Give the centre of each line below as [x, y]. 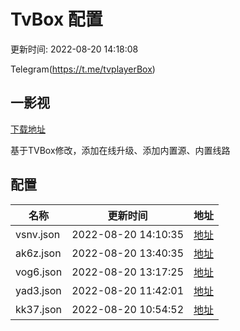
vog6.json [39, 272]
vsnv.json [38, 234]
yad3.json [38, 290]
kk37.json [38, 309]
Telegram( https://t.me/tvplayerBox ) [83, 69]
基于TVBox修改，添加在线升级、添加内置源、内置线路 [120, 150]
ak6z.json [38, 253]
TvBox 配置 [56, 19]
